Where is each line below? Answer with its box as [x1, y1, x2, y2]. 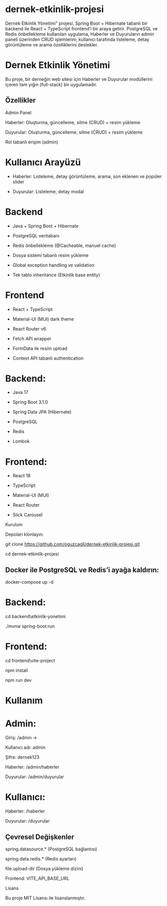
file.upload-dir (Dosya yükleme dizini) [5, 865, 84, 872]
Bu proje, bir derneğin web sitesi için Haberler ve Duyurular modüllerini [5, 76, 153, 82]
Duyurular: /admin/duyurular [5, 774, 65, 780]
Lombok [12, 438, 30, 444]
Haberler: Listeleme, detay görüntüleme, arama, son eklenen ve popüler [12, 173, 162, 179]
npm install [5, 668, 28, 674]
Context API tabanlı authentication [12, 355, 84, 361]
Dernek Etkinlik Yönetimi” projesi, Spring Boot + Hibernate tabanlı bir [5, 20, 148, 26]
